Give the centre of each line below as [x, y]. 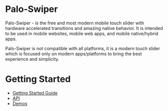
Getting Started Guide [35, 93]
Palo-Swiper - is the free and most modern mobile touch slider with [75, 23]
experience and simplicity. [32, 59]
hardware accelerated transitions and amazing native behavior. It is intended [84, 28]
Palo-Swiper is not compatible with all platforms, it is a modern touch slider [83, 48]
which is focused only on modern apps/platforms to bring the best [73, 54]
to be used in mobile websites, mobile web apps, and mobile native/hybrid [82, 33]
